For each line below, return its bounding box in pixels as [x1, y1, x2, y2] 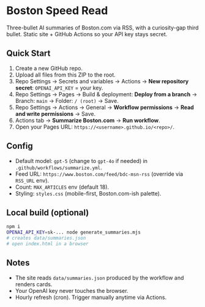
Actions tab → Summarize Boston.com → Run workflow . [15, 116, 160, 124]
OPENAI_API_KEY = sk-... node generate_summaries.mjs [6, 229, 141, 236]
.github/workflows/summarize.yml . [15, 164, 102, 171]
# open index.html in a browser [6, 241, 89, 247]
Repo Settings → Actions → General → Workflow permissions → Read [15, 104, 194, 111]
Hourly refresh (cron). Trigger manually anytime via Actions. [15, 294, 167, 301]
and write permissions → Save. [15, 110, 96, 117]
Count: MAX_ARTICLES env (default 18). [15, 183, 109, 191]
